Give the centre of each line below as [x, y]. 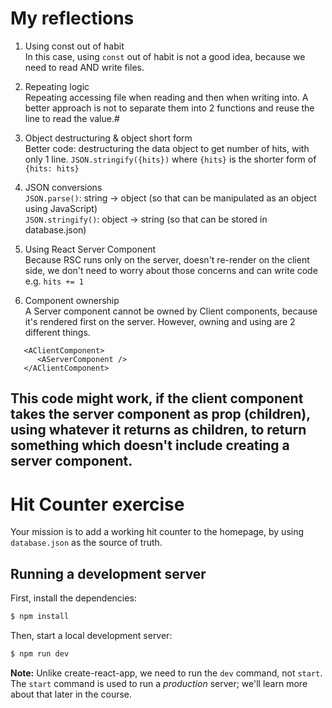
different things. [57, 332]
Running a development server [108, 573]
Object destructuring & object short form [108, 138]
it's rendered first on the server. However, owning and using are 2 [160, 321]
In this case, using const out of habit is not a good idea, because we [165, 56]
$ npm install [40, 617]
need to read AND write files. [84, 67]
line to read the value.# [72, 118]
